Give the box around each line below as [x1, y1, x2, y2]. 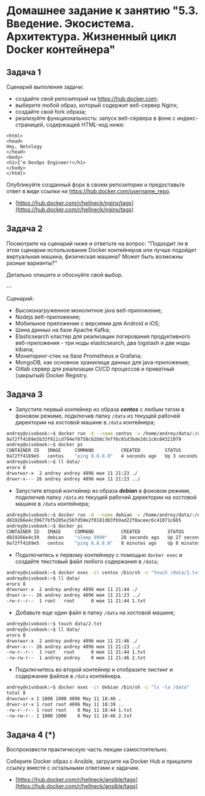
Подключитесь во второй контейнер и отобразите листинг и [15, 666, 173, 673]
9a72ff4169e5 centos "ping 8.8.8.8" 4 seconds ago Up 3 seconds [6, 453, 198, 459]
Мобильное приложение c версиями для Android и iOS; [15, 319, 160, 327]
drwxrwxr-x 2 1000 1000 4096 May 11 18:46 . [6, 695, 121, 702]
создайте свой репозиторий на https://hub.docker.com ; [15, 95, 159, 102]
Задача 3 [6, 389, 43, 400]
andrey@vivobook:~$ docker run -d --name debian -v [6, 512, 140, 518]
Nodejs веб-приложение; [15, 313, 81, 320]
